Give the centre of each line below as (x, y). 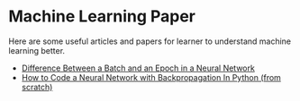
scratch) (37, 87)
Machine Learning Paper (102, 17)
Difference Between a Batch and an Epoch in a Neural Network (138, 68)
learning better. (36, 50)
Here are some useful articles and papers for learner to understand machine (150, 41)
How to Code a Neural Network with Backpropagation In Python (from (151, 77)
